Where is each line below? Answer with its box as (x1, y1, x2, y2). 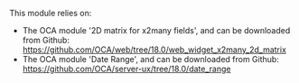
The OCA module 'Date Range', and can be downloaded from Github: (22, 54, 280, 64)
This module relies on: (9, 8, 92, 18)
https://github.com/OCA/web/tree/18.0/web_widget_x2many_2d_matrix (22, 44, 287, 55)
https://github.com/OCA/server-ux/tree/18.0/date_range (22, 63, 231, 74)
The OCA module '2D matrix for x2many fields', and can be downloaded (22, 25, 291, 35)
